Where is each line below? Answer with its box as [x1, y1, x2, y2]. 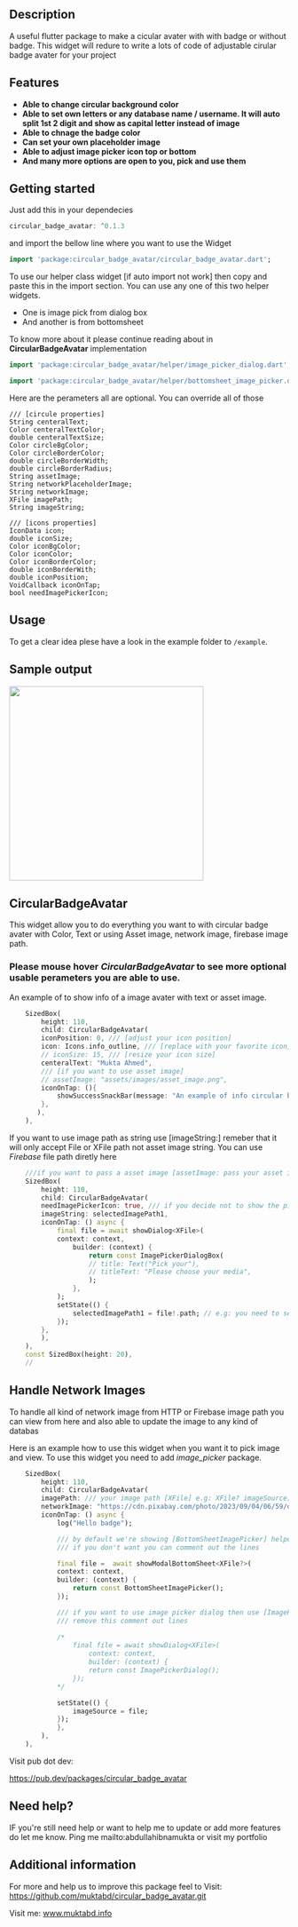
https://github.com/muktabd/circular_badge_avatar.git [9, 1891, 207, 1901]
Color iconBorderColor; [9, 557, 98, 567]
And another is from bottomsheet [21, 317, 144, 328]
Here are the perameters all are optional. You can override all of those [9, 393, 264, 403]
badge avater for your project [9, 49, 117, 60]
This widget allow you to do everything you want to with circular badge [9, 919, 269, 931]
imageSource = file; [72, 1707, 149, 1716]
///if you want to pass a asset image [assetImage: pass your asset [25, 1168, 284, 1178]
